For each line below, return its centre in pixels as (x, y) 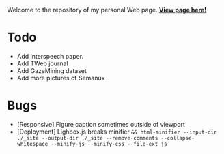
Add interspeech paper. (50, 56)
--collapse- (178, 138)
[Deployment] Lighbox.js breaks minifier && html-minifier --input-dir (117, 132)
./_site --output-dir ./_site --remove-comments (87, 138)
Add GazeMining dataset (52, 70)
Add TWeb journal (42, 63)
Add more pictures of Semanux (61, 78)
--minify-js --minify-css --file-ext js (109, 144)
